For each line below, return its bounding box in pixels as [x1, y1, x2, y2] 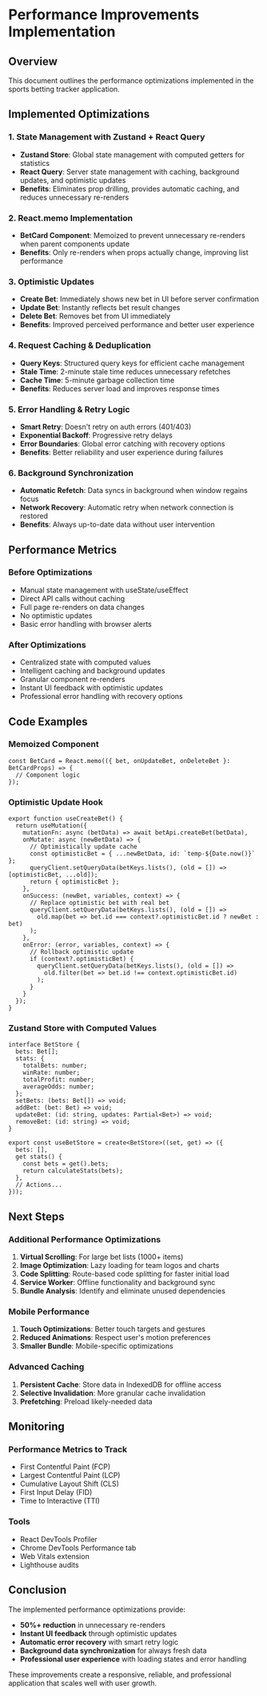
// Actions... [15, 1181, 62, 1189]
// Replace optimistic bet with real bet [29, 899, 170, 907]
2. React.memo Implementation [8, 212, 133, 224]
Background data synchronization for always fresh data [19, 1646, 207, 1655]
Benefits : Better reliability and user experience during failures [19, 447, 224, 457]
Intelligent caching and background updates [19, 666, 165, 676]
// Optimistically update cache [29, 843, 137, 851]
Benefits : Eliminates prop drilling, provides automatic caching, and [19, 184, 240, 193]
